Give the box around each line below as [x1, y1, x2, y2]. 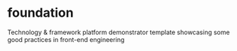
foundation [7, 5, 74, 21]
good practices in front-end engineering [7, 35, 125, 43]
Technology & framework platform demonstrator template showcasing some [7, 28, 231, 36]
